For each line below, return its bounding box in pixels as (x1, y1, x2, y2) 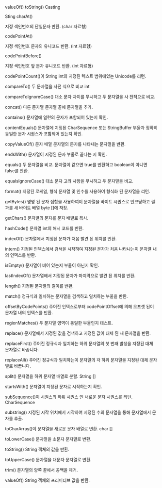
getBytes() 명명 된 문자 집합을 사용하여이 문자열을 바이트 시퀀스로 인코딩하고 (5, 199, 150, 204)
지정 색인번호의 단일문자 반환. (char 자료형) (5, 24, 87, 29)
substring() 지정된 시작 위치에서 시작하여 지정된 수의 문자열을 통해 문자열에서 (5, 409, 151, 415)
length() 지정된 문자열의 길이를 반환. (5, 283, 74, 289)
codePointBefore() (5, 53, 42, 59)
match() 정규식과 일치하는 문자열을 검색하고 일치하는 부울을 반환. (5, 293, 128, 299)
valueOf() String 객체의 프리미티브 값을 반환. (5, 477, 90, 483)
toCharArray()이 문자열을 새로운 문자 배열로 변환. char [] (5, 426, 113, 431)
